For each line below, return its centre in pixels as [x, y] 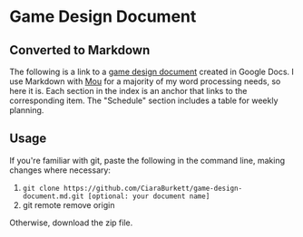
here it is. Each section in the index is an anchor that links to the [128, 91]
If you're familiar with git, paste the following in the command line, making [147, 160]
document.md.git [53, 196]
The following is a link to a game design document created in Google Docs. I [152, 71]
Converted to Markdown [80, 50]
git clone [41, 188]
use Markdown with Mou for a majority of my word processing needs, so [145, 81]
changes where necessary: [60, 170]
